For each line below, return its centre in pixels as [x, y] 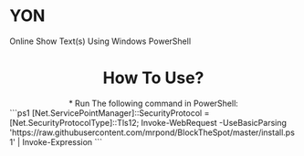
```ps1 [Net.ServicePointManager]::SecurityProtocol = [110, 113]
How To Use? [153, 78]
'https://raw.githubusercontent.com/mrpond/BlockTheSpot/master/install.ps [152, 132]
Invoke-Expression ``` [63, 141]
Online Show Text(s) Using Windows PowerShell [100, 41]
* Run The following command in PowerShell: [153, 103]
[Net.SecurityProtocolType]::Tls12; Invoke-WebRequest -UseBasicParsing [148, 122]
